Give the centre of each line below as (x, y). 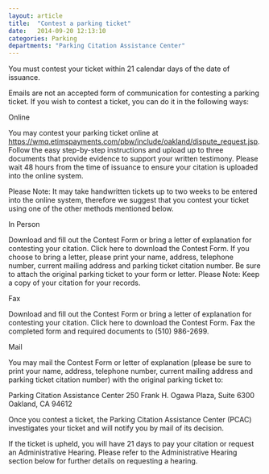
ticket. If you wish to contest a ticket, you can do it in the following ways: (129, 102)
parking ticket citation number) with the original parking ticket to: (116, 380)
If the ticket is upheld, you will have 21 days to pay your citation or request (131, 444)
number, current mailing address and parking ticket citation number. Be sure (134, 266)
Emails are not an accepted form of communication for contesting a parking (134, 93)
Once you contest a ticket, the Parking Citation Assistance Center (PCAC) (130, 420)
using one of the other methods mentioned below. (91, 209)
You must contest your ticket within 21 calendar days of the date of (119, 69)
